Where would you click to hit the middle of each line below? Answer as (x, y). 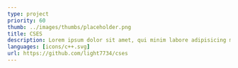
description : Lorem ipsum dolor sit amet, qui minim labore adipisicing (117, 40)
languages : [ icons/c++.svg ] (49, 47)
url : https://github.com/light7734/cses (68, 54)
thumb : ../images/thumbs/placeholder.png (69, 27)
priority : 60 (27, 21)
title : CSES (25, 34)
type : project (28, 14)
